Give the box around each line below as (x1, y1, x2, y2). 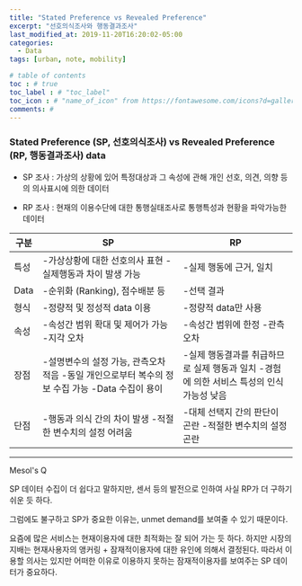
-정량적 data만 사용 (182, 301, 262, 314)
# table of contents (9, 71, 87, 81)
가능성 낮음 (182, 388, 227, 401)
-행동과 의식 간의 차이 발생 (41, 413, 150, 425)
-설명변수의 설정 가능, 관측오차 (41, 355, 166, 368)
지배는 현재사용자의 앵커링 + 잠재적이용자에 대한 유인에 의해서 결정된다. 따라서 (9, 544, 283, 555)
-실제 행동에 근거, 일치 (182, 261, 273, 273)
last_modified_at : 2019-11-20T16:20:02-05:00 (9, 30, 182, 39)
